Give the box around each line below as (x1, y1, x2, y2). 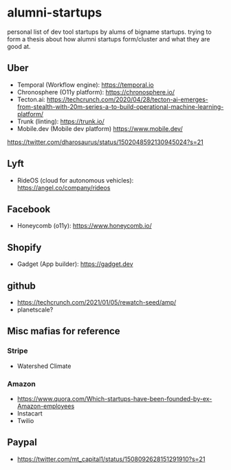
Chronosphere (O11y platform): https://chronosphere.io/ (16, 88, 175, 96)
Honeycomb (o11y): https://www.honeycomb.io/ (16, 222, 153, 230)
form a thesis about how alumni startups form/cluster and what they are (7, 34, 210, 43)
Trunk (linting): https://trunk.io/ (16, 117, 105, 125)
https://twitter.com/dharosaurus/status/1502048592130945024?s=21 (7, 138, 204, 146)
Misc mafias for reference (7, 325, 120, 337)
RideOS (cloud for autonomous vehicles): (16, 176, 134, 184)
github (7, 280, 36, 292)
